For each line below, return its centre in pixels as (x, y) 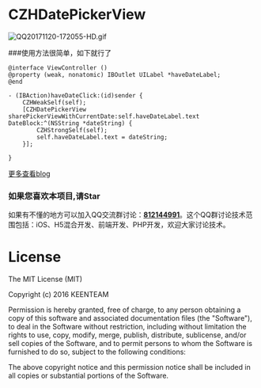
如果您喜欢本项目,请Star (54, 196)
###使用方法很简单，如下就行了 (60, 52)
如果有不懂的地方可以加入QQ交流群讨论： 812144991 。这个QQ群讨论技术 (127, 215)
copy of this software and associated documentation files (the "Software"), (130, 318)
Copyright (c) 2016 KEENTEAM (59, 295)
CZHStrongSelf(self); (72, 130)
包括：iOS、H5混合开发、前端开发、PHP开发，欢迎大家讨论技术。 (123, 225)
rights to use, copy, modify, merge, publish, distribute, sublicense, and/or (127, 335)
